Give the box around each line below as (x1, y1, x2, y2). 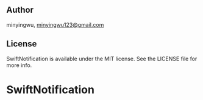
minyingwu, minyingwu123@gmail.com (6, 21, 104, 28)
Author (6, 5, 34, 15)
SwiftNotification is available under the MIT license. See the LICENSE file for (6, 55, 198, 62)
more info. (6, 61, 32, 69)
